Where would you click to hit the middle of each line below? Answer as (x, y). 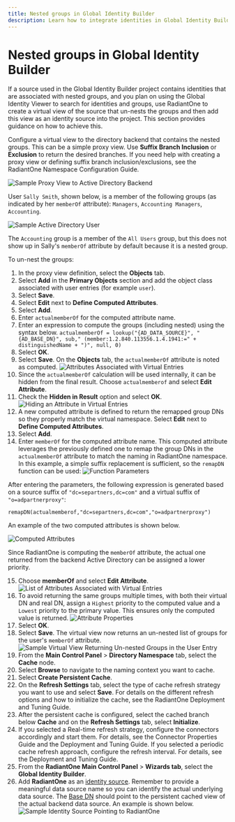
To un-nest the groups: (41, 260)
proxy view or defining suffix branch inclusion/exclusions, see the (102, 162)
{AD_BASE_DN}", (40, 339)
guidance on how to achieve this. (55, 126)
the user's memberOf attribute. (60, 640)
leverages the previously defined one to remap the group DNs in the (116, 449)
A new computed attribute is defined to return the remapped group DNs (121, 412)
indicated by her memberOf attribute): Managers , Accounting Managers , (105, 204)
